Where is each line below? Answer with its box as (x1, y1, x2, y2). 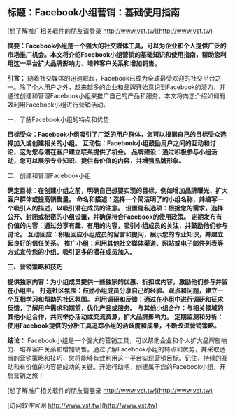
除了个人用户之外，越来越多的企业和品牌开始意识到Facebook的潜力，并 (19, 83, 226, 91)
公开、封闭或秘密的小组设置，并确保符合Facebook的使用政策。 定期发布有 (7, 213, 222, 221)
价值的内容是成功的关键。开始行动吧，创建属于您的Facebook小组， (25, 362, 220, 370)
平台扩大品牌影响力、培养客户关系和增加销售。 (25, 59, 161, 67)
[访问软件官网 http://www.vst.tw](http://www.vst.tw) (7, 401, 158, 409)
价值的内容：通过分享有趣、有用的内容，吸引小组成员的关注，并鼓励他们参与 (7, 221, 228, 229)
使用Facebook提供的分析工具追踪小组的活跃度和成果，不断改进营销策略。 (7, 321, 220, 330)
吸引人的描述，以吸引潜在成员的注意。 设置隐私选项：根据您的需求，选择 (13, 203, 224, 212)
